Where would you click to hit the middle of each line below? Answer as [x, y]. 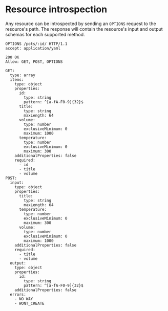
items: [17, 80]
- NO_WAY [24, 299]
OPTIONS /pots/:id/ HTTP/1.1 [36, 44]
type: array [23, 75]
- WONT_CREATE [29, 303]
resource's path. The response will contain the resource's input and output [84, 29]
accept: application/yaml [33, 48]
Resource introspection [56, 9]
